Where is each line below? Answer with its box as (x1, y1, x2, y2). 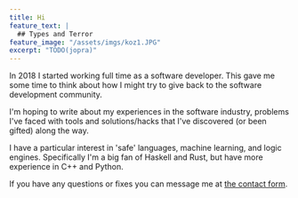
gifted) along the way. (9, 125, 89, 136)
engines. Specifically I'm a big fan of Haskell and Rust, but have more (9, 152, 264, 162)
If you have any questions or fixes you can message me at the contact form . (9, 178, 288, 189)
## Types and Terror (17, 29, 93, 38)
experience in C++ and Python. (9, 162, 125, 172)
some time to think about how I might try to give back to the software (9, 80, 262, 91)
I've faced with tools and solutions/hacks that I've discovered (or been (9, 116, 267, 127)
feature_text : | (9, 21, 69, 30)
